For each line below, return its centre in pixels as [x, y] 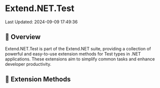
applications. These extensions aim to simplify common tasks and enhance [80, 59]
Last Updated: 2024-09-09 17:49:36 [41, 22]
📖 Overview [23, 37]
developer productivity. [28, 64]
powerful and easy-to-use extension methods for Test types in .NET [73, 54]
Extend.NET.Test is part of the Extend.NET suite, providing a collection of [78, 48]
